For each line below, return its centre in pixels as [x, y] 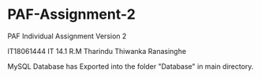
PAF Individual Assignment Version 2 [67, 36]
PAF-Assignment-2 [71, 14]
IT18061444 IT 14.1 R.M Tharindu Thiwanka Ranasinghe [97, 51]
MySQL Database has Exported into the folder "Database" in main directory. [130, 66]
